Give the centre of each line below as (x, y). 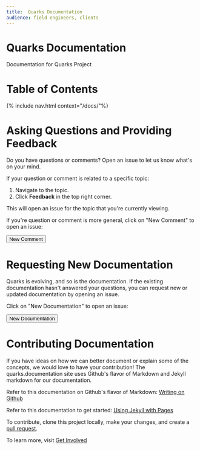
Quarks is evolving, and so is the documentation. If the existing (85, 282)
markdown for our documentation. (49, 380)
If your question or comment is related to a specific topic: (78, 178)
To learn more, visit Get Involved (47, 440)
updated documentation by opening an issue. (63, 294)
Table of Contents (52, 89)
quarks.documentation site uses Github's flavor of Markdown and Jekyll (96, 374)
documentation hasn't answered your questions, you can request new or (97, 288)
